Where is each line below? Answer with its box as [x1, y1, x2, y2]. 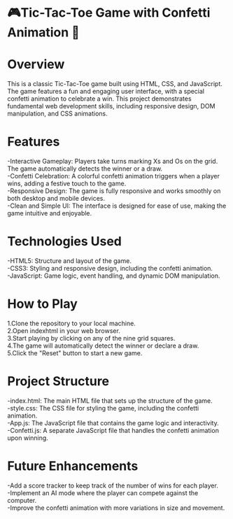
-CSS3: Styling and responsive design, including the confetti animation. [7, 264, 213, 272]
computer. [7, 496, 37, 504]
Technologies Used [7, 234, 122, 250]
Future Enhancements [7, 458, 139, 474]
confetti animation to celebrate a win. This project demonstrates [7, 94, 192, 103]
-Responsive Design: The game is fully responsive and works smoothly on [7, 187, 221, 195]
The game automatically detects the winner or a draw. [7, 164, 163, 173]
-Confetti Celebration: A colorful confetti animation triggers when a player [7, 172, 220, 180]
